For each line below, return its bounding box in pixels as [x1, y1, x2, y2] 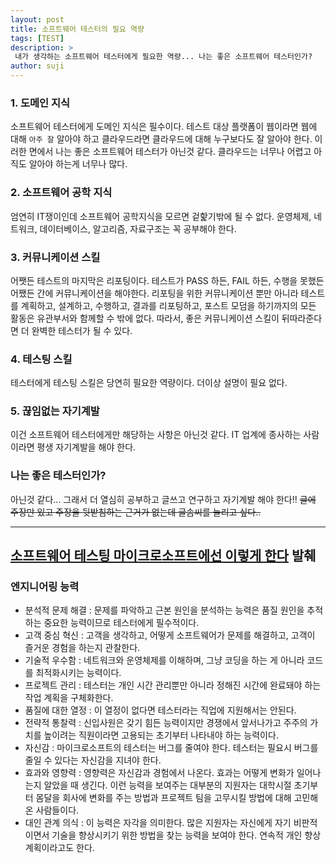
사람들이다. [35, 804, 80, 816]
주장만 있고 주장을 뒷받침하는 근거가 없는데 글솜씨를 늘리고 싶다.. [10, 506, 262, 518]
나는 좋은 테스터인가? [10, 469, 107, 483]
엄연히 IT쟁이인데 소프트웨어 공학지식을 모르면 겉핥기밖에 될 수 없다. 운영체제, [10, 210, 312, 222]
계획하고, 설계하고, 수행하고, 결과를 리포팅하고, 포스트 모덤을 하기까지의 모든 [20, 299, 317, 311]
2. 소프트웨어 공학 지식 [10, 186, 113, 200]
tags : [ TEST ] [10, 33, 65, 43]
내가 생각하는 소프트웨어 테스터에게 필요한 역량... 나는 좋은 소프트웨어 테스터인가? [14, 52, 313, 62]
